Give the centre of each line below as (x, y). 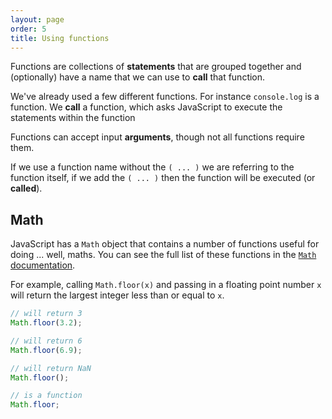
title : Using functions (60, 38)
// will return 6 (46, 341)
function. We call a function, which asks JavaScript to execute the (146, 107)
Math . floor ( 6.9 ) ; (46, 350)
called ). (26, 188)
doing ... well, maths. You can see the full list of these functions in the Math (163, 255)
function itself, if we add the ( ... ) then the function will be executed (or (163, 178)
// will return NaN (51, 368)
